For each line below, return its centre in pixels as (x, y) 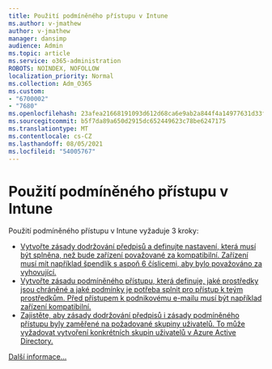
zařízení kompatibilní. (55, 307)
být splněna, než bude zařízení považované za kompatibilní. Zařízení (134, 255)
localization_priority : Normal (61, 76)
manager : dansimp (38, 38)
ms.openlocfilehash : (43, 114)
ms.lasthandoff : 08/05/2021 (56, 144)
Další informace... (38, 357)
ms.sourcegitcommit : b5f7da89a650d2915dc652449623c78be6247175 (117, 121)
